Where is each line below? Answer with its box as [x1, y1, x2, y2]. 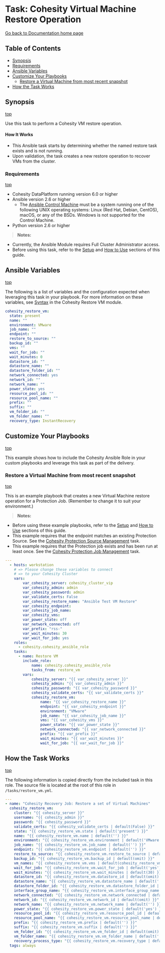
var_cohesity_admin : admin [23, 585, 78, 590]
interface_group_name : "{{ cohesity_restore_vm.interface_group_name [14, 888, 160, 893]
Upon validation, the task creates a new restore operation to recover [12, 153, 151, 159]
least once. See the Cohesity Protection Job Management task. [12, 548, 140, 554]
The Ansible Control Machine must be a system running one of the [19, 202, 154, 207]
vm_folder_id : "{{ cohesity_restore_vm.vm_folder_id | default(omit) [14, 929, 160, 934]
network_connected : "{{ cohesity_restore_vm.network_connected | [14, 893, 151, 897]
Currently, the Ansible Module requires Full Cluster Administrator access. [12, 242, 160, 248]
